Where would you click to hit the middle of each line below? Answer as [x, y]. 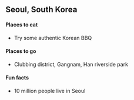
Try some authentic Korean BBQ [53, 38]
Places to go [21, 51]
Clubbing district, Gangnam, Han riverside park [71, 64]
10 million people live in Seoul [50, 91]
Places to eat [22, 24]
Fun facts [17, 78]
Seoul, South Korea [41, 10]
